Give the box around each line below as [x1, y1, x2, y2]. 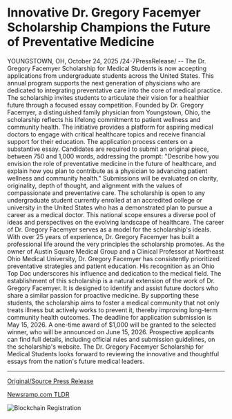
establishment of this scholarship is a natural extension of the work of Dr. [7, 276, 215, 285]
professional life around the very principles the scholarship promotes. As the [7, 240, 225, 248]
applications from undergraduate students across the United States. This [7, 71, 214, 80]
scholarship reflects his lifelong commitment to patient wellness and [7, 115, 201, 123]
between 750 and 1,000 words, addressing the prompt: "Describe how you [7, 152, 220, 160]
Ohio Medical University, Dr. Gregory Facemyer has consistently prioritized [7, 254, 220, 263]
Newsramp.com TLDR [7, 390, 70, 398]
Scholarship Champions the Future [7, 19, 211, 35]
